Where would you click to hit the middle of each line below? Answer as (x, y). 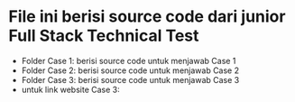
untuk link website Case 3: (71, 89)
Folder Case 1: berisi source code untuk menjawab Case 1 (129, 60)
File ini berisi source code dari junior (147, 17)
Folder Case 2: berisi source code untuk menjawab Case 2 (130, 70)
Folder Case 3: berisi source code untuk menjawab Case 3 (130, 79)
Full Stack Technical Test (104, 36)
